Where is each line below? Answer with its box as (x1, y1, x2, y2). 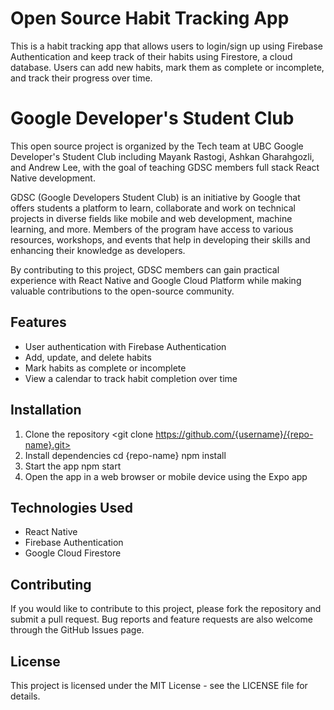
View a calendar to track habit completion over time (24, 372, 238, 384)
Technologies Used (10, 499, 133, 516)
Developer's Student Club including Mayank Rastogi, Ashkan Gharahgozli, (10, 150, 315, 162)
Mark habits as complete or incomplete (24, 362, 187, 374)
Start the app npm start (24, 460, 122, 472)
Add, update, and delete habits (24, 351, 152, 363)
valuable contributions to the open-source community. (10, 285, 235, 297)
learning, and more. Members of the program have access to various (10, 223, 294, 235)
